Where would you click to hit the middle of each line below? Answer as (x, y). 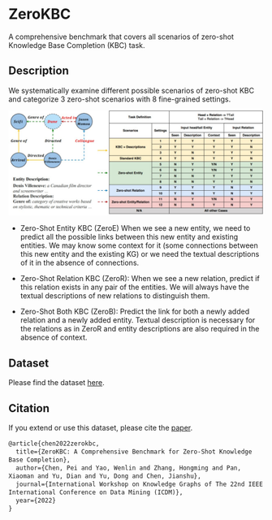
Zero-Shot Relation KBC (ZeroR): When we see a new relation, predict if (140, 279)
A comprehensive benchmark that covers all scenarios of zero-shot (121, 37)
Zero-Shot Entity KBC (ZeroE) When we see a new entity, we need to (135, 228)
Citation (29, 408)
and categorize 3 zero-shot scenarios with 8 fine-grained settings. (120, 99)
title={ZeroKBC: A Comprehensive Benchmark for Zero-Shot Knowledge (134, 452)
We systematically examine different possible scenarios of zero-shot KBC (131, 90)
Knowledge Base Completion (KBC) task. (77, 45)
